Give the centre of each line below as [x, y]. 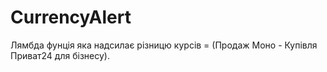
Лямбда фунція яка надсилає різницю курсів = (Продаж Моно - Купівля [164, 45]
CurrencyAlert [71, 17]
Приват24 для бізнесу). [60, 55]
